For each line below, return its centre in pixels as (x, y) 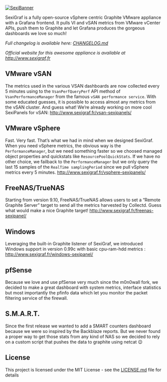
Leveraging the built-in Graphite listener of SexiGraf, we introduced (74, 244)
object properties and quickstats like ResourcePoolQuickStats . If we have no (83, 156)
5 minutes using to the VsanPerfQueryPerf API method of (63, 91)
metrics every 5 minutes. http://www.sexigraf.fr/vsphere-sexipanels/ (76, 172)
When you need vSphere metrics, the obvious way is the (63, 146)
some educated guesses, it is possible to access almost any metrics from (81, 102)
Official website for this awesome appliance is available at (65, 53)
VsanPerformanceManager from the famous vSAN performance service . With (81, 96)
